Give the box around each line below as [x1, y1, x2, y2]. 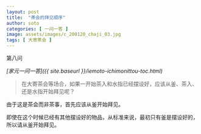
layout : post [6, 8, 40, 15]
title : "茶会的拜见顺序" [6, 15, 66, 21]
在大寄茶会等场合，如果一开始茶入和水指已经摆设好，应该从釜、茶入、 [21, 80, 198, 87]
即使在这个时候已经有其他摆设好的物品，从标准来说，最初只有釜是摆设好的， [6, 113, 199, 121]
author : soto [6, 20, 40, 26]
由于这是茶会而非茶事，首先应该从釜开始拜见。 [6, 101, 124, 108]
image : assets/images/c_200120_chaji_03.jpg [6, 32, 121, 38]
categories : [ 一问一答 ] [6, 25, 69, 32]
